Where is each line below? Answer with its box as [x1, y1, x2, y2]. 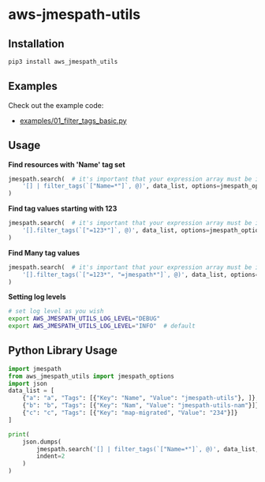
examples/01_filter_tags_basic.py [19, 116, 128, 125]
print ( [8, 430, 30, 439]
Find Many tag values [8, 248, 80, 257]
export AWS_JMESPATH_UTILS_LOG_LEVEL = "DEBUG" [8, 315, 160, 323]
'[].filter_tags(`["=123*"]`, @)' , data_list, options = [22, 226, 211, 234]
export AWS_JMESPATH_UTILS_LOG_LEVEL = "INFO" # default [8, 322, 196, 331]
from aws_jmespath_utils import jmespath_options [8, 372, 175, 380]
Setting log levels [8, 292, 66, 301]
